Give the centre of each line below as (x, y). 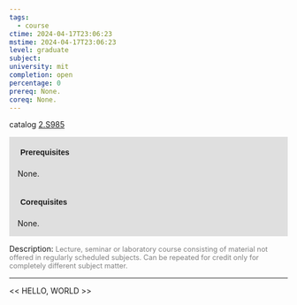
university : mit (39, 67)
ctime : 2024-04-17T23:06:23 (61, 34)
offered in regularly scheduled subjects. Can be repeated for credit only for (134, 258)
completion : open (41, 75)
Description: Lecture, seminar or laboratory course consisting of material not (138, 249)
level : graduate (39, 50)
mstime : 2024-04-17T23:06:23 (63, 42)
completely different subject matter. (69, 266)
